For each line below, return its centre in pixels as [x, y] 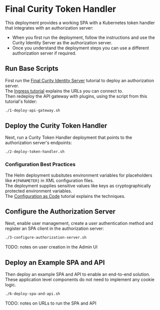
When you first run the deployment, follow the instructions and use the [83, 37]
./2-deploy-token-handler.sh [35, 152]
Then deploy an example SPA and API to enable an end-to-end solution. [78, 275]
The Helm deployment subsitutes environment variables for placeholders [79, 175]
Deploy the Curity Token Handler [56, 126]
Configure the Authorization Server [60, 212]
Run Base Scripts [32, 69]
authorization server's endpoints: [39, 143]
